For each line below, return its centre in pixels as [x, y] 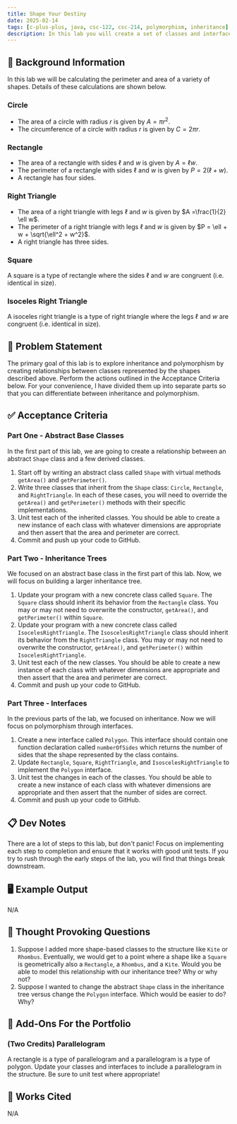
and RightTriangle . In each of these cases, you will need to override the [122, 495]
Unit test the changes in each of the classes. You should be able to [115, 778]
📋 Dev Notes [37, 823]
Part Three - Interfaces [47, 703]
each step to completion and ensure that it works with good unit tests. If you [118, 851]
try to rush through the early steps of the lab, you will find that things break [116, 859]
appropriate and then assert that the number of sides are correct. [112, 792]
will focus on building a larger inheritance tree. [75, 581]
